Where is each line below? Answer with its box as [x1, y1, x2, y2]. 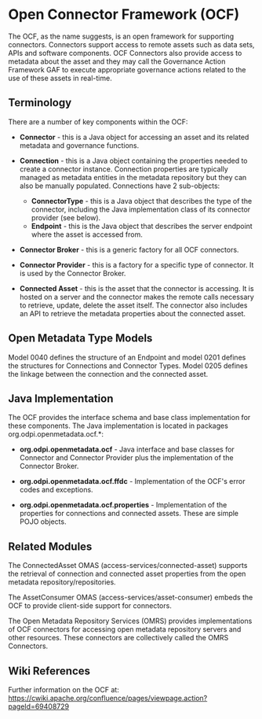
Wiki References [8, 664, 91, 677]
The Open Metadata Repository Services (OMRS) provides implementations [8, 616, 253, 626]
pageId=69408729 [8, 702, 69, 711]
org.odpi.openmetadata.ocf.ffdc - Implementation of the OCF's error [19, 477, 246, 486]
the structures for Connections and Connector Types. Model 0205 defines [8, 360, 249, 371]
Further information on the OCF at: [8, 685, 119, 694]
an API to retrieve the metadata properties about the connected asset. [19, 308, 246, 318]
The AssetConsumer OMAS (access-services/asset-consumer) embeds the [8, 592, 253, 603]
